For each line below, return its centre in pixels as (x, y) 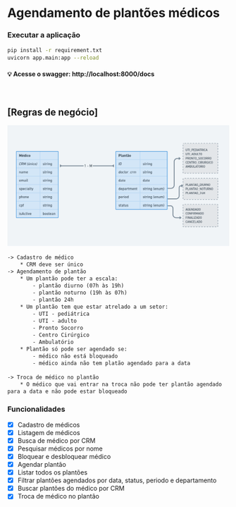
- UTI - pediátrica (61, 314)
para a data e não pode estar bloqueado (68, 392)
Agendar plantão (42, 464)
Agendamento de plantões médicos (114, 13)
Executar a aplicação (44, 35)
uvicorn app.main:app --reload (53, 58)
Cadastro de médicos (49, 424)
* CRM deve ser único (51, 265)
